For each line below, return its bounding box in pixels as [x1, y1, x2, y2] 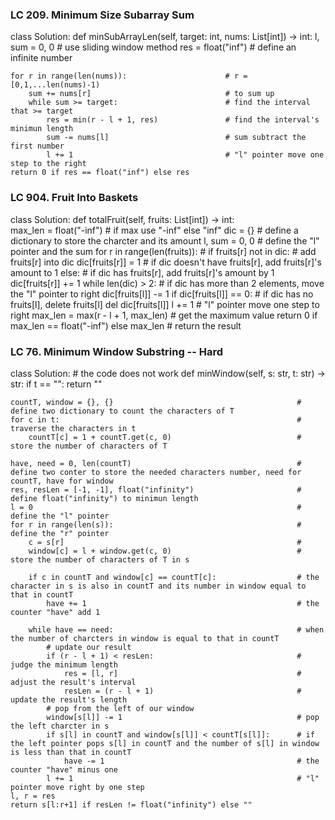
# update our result [46, 642, 132, 652]
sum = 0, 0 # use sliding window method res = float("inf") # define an [10, 41, 297, 53]
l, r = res [10, 791, 56, 801]
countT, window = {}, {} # [10, 397, 302, 407]
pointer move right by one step [10, 782, 145, 792]
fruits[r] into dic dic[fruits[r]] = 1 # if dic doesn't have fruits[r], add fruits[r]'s [10, 256, 322, 268]
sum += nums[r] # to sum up [28, 89, 275, 99]
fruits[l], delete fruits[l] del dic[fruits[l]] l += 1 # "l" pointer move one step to [10, 298, 320, 310]
